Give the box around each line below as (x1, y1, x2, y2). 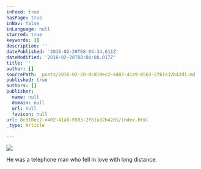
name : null (12, 94, 40, 100)
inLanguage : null (6, 26, 51, 32)
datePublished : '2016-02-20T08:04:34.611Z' (6, 49, 119, 55)
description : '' (6, 43, 48, 49)
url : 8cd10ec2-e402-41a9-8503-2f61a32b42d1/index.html (6, 117, 149, 123)
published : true (6, 77, 48, 83)
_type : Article (6, 123, 45, 129)
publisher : (6, 88, 34, 95)
